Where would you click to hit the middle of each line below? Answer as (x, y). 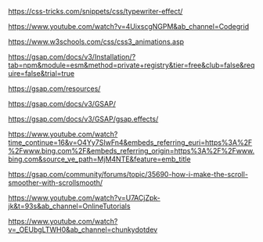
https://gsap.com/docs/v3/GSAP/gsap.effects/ (83, 119)
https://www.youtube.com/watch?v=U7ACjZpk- (84, 198)
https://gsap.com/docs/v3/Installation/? (72, 57)
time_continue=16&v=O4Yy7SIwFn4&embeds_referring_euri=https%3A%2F (130, 143)
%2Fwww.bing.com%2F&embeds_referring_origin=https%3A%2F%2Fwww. (131, 151)
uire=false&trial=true (41, 73)
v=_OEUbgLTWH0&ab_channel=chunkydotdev (83, 229)
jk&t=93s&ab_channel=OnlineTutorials (69, 206)
